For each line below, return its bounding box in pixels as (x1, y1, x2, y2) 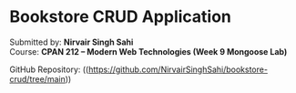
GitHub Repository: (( (9, 64, 89, 75)
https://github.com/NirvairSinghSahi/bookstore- (87, 64, 269, 75)
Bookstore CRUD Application (9, 6, 232, 27)
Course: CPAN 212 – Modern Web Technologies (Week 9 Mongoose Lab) (9, 46, 288, 57)
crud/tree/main (9, 73, 66, 84)
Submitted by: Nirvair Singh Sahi (9, 36, 134, 47)
